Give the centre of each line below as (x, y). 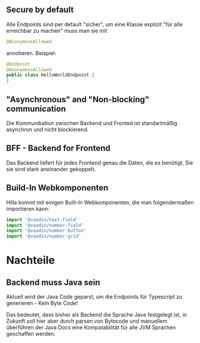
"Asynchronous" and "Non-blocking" (78, 99)
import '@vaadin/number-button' (46, 231)
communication (36, 109)
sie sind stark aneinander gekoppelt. (51, 169)
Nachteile (31, 260)
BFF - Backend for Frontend (58, 148)
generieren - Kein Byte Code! (42, 303)
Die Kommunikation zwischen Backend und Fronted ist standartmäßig (92, 123)
